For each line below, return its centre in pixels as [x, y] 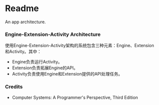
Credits [14, 87]
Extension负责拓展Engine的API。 [45, 68]
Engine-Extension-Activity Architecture [53, 34]
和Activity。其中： [23, 52]
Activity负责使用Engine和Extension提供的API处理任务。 [67, 74]
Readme [22, 8]
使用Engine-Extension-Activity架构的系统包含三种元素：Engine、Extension [79, 45]
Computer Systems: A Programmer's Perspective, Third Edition [75, 97]
